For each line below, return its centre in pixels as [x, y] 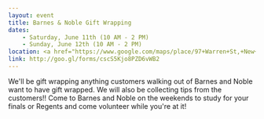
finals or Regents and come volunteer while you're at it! [97, 106]
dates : [19, 30]
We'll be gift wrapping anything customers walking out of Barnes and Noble [130, 81]
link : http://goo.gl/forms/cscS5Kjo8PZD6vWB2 [84, 59]
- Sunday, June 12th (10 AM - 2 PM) [82, 45]
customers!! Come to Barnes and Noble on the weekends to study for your [128, 98]
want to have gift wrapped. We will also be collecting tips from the [115, 89]
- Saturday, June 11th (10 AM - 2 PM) [86, 37]
